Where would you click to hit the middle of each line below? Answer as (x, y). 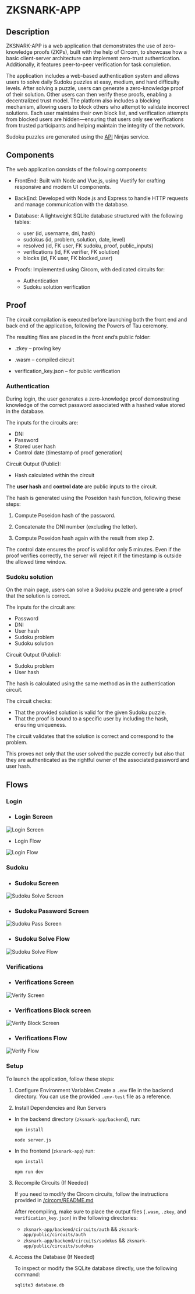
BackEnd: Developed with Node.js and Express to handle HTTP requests (101, 198)
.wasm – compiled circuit (44, 360)
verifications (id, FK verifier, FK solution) (71, 251)
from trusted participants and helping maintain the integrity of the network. (96, 125)
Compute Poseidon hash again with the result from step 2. (84, 538)
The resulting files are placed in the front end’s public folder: (79, 337)
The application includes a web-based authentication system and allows (93, 76)
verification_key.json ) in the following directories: (76, 1217)
